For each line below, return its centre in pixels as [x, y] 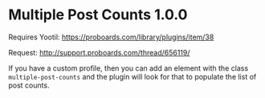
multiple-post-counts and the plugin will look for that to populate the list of [132, 76]
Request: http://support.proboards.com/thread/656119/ [99, 52]
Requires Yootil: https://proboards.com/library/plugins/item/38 [111, 37]
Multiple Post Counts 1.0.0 [98, 15]
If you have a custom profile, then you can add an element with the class [128, 68]
